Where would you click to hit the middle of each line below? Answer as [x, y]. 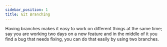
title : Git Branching [28, 14]
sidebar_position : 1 [27, 10]
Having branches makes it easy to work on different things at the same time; [84, 28]
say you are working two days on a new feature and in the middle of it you [81, 34]
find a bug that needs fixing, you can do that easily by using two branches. [82, 39]
